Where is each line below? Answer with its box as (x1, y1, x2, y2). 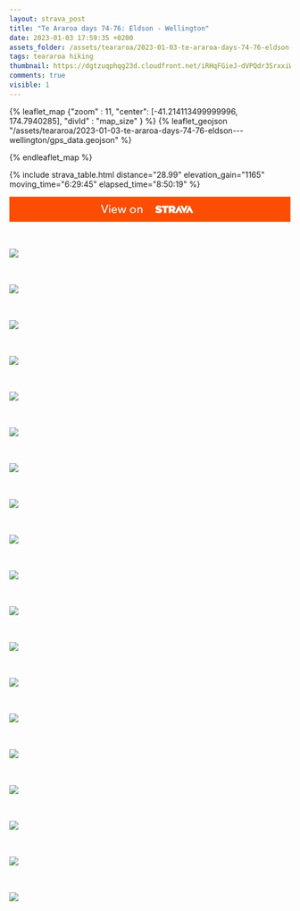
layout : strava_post (9, 14, 87, 23)
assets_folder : (9, 43, 66, 52)
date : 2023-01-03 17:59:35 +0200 (9, 33, 134, 42)
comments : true (9, 72, 66, 80)
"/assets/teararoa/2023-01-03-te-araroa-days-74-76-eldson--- (9, 125, 244, 136)
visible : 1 (9, 80, 50, 89)
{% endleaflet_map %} (9, 152, 93, 163)
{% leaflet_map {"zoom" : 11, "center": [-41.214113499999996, (9, 105, 238, 116)
